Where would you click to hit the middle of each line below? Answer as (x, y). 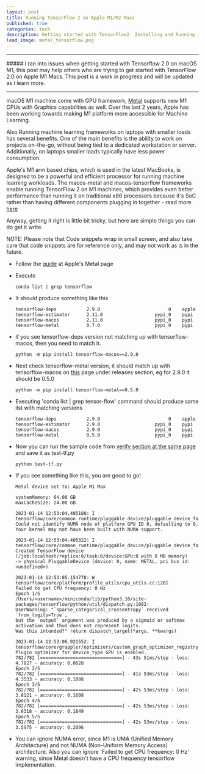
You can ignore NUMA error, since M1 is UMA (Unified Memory (94, 739)
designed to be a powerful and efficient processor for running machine (95, 176)
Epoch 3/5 (28, 685)
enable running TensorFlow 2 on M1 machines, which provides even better (100, 189)
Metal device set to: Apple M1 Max (60, 487)
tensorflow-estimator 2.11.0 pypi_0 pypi (104, 315)
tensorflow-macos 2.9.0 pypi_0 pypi (104, 430)
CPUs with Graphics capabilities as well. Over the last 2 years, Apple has (98, 107)
